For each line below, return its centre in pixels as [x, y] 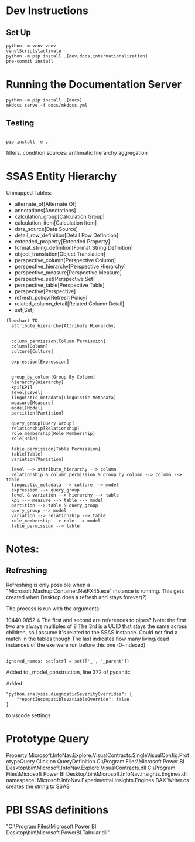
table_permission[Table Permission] [56, 449]
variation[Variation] [38, 459]
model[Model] [27, 408]
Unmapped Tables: [29, 192]
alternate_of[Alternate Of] [46, 204]
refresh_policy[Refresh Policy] [51, 297]
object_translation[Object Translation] [60, 254]
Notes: [23, 549]
